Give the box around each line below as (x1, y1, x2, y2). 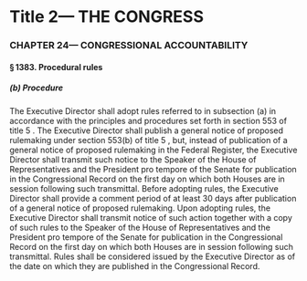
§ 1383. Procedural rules (9, 61, 103, 72)
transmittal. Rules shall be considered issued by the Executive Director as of (9, 251, 295, 262)
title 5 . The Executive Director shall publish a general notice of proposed (9, 125, 284, 136)
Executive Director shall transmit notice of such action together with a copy (9, 212, 292, 223)
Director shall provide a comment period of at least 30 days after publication (9, 193, 297, 203)
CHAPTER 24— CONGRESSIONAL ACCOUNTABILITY (9, 39, 249, 52)
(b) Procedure (9, 82, 64, 93)
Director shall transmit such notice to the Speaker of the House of (9, 153, 257, 165)
